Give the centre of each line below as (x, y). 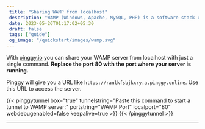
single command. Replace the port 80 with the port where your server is (99, 64)
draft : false (26, 29)
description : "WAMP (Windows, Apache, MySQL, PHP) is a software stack (102, 18)
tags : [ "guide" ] (30, 35)
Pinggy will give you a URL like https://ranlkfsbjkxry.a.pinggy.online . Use (103, 82)
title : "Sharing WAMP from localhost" (58, 12)
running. (17, 70)
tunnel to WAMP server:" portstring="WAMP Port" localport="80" (88, 107)
